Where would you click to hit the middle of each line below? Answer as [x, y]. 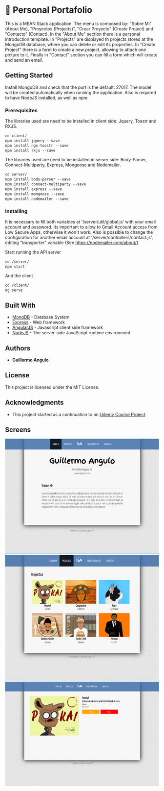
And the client [19, 276]
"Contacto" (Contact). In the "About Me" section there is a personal [73, 34]
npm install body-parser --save [38, 179]
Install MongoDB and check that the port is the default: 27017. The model [78, 87]
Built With [20, 305]
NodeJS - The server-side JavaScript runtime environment [71, 333]
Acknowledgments [35, 403]
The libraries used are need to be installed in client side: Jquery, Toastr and [81, 121]
